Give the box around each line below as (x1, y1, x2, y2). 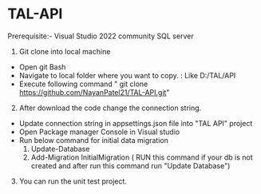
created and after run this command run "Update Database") (30, 160, 231, 170)
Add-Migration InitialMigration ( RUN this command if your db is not (30, 152, 253, 162)
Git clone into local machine (18, 46, 111, 56)
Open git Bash (18, 61, 66, 72)
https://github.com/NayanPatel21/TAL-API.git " (18, 87, 170, 97)
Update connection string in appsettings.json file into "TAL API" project (18, 118, 253, 128)
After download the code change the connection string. (18, 103, 202, 113)
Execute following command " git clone (18, 79, 148, 89)
